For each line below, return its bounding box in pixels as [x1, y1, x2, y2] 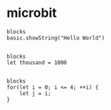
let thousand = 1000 [6, 59, 68, 66]
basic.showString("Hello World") [6, 34, 105, 42]
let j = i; [19, 90, 52, 97]
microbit [6, 5, 57, 21]
